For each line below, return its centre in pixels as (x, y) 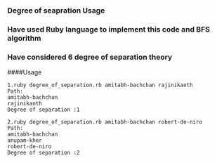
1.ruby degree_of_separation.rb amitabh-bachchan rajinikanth (100, 85)
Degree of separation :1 (44, 110)
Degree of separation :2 (44, 153)
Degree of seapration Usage (56, 11)
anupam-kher (25, 141)
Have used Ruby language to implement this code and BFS (109, 29)
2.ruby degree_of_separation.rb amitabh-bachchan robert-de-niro (105, 122)
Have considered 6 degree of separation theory (90, 57)
